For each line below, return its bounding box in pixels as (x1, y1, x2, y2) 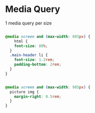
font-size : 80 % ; (14, 43, 48, 48)
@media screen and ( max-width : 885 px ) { (5, 34, 91, 39)
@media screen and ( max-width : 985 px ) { (5, 84, 91, 89)
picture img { (9, 89, 39, 94)
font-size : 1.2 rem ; (14, 57, 55, 62)
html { (14, 38, 28, 43)
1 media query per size (5, 20, 52, 26)
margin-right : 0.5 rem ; (14, 94, 61, 99)
